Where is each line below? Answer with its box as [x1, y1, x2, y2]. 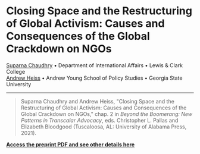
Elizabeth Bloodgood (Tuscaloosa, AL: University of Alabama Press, [20, 123, 187, 130]
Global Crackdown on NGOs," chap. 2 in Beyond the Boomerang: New [20, 110, 193, 117]
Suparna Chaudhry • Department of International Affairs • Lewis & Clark [6, 61, 183, 69]
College [6, 68, 26, 75]
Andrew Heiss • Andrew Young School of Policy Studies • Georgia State [6, 74, 183, 81]
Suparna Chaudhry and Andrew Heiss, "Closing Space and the [20, 98, 174, 105]
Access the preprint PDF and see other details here [6, 141, 135, 148]
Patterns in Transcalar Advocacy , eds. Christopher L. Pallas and [20, 117, 179, 124]
